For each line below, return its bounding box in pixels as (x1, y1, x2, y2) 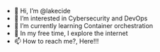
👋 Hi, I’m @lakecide (13, 7, 71, 15)
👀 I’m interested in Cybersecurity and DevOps (13, 14, 148, 22)
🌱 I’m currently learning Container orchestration (13, 22, 154, 30)
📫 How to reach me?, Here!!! (13, 37, 99, 45)
